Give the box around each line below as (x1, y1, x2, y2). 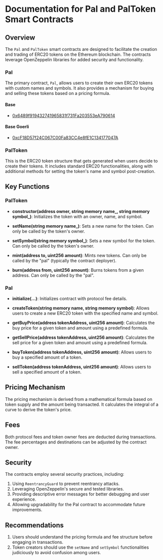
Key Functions (5, 183, 50, 191)
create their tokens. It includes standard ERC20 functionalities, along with (5, 163, 153, 169)
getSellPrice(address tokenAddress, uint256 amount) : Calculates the (12, 334, 155, 340)
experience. (12, 496, 37, 502)
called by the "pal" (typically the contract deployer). (12, 257, 117, 263)
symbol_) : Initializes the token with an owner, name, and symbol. (12, 213, 143, 219)
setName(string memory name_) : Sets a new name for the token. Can (12, 223, 154, 229)
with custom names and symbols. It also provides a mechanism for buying (5, 85, 154, 91)
